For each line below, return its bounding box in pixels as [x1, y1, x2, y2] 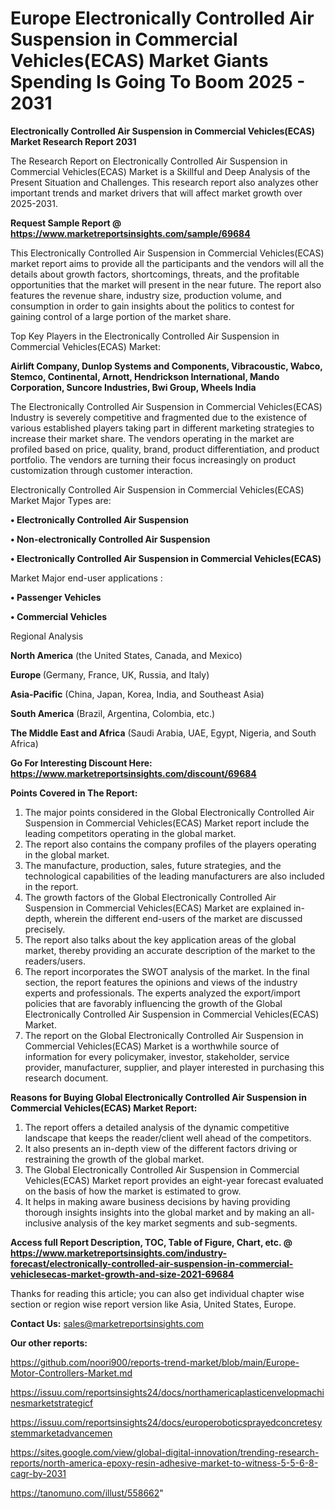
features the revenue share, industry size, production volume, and [10, 289, 282, 301]
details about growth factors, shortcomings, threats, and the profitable [10, 268, 300, 280]
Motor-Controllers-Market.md [10, 1367, 133, 1379]
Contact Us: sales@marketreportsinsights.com [10, 1317, 205, 1329]
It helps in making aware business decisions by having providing [24, 1195, 291, 1207]
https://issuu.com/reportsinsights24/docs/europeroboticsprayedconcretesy [10, 1416, 323, 1428]
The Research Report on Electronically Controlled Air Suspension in [10, 155, 288, 167]
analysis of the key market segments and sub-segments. [63, 1217, 298, 1229]
